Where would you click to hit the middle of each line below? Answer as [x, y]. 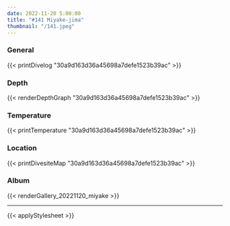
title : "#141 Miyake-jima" [46, 20]
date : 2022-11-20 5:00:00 [44, 13]
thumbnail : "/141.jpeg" [41, 26]
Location [22, 148]
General [21, 50]
